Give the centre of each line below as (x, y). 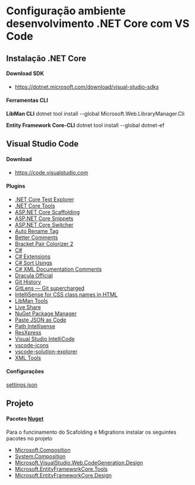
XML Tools (28, 358)
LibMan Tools (31, 301)
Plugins (16, 186)
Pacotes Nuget (25, 418)
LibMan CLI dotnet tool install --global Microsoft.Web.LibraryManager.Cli (95, 113)
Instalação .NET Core (46, 58)
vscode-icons (32, 345)
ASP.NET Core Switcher (44, 224)
